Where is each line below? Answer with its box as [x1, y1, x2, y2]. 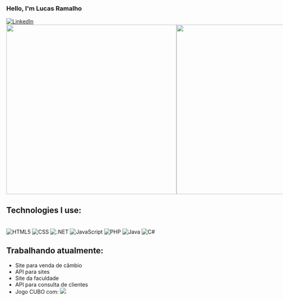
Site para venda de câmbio [15, 261, 83, 269]
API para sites [15, 268, 50, 275]
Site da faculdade [15, 274, 59, 282]
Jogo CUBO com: [15, 288, 59, 295]
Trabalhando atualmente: [6, 246, 104, 256]
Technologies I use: [6, 205, 82, 215]
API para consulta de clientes [15, 280, 88, 288]
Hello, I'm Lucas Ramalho [6, 4, 82, 13]
